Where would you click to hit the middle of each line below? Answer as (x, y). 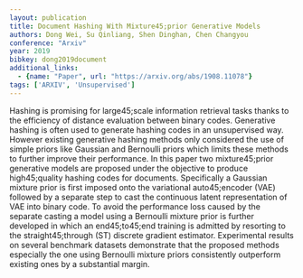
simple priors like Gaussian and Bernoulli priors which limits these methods (149, 149)
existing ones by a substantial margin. (80, 264)
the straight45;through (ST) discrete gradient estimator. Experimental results (151, 235)
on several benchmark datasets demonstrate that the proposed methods (145, 245)
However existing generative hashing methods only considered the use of (147, 139)
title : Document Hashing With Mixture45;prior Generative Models (135, 26)
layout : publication (48, 18)
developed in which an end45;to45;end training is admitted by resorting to (148, 226)
